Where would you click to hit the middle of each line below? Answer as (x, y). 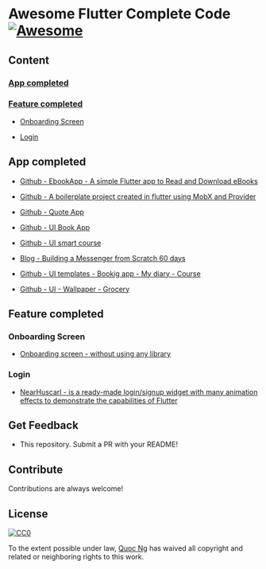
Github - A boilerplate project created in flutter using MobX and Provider (138, 197)
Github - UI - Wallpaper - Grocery (75, 289)
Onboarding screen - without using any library (95, 354)
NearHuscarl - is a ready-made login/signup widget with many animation (139, 392)
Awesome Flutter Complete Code (120, 14)
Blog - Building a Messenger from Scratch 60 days (102, 258)
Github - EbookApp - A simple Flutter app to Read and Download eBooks (139, 181)
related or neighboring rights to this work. (76, 557)
